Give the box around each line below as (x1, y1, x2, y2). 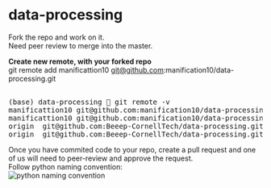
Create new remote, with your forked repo (8, 56, 152, 66)
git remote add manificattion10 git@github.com (8, 65, 164, 74)
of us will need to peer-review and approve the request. (8, 153, 194, 163)
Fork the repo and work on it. (8, 32, 105, 42)
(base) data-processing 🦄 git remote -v (8, 97, 171, 107)
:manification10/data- (163, 65, 235, 74)
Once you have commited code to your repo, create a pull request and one (8, 144, 256, 154)
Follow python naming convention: (8, 161, 123, 171)
